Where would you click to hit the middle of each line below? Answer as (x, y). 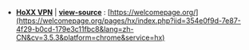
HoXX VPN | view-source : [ (63, 12)
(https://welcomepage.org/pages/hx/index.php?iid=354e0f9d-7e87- (128, 21)
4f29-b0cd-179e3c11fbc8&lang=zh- (75, 29)
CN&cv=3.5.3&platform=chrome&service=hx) (90, 37)
